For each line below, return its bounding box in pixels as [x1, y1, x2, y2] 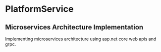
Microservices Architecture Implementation [5, 23, 144, 31]
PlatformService [5, 3, 74, 15]
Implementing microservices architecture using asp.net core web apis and [5, 36, 157, 42]
